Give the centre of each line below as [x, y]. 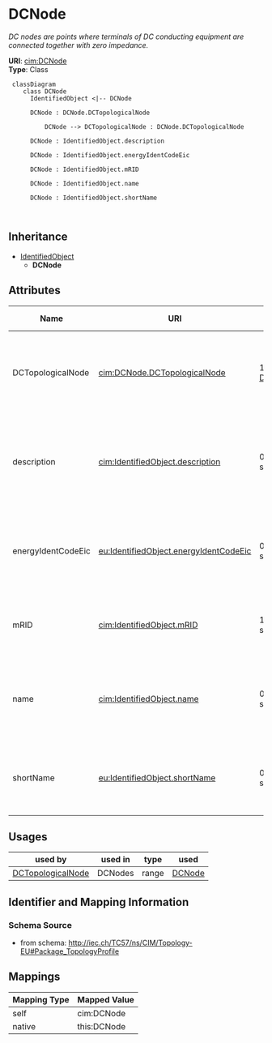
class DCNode [45, 91]
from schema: [43, 943]
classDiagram [34, 84]
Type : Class [28, 69]
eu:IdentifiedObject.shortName [157, 777]
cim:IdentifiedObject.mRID [148, 625]
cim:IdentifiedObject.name [149, 699]
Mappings [34, 977]
